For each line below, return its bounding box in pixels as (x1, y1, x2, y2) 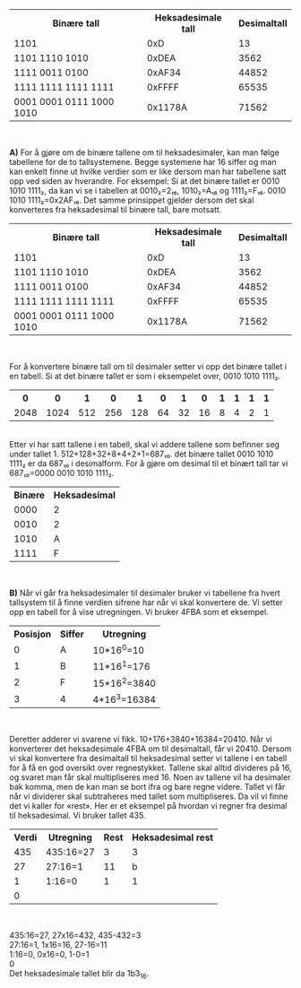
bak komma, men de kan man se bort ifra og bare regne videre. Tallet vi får (9, 782, 286, 793)
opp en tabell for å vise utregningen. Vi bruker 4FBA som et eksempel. (9, 607, 269, 617)
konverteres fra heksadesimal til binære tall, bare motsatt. (9, 204, 222, 214)
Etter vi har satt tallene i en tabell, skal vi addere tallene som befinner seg (9, 439, 280, 449)
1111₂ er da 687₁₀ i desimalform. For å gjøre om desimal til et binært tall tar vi (9, 458, 288, 469)
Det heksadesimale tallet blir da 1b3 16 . (9, 968, 150, 981)
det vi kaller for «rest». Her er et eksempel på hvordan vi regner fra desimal (9, 801, 288, 811)
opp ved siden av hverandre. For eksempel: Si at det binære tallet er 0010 (9, 176, 280, 186)
